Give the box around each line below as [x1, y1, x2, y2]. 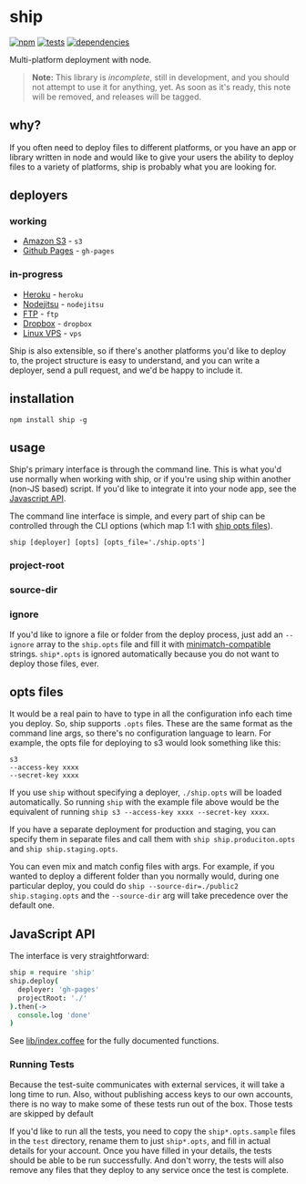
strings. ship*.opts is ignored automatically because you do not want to [9, 648, 280, 659]
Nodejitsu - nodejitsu [22, 298, 105, 309]
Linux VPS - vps [22, 327, 82, 338]
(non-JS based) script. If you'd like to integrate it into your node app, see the [9, 483, 297, 494]
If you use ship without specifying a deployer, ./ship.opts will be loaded [9, 787, 282, 798]
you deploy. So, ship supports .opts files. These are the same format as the [9, 718, 293, 729]
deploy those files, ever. [9, 658, 99, 669]
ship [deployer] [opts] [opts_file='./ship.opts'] [9, 538, 206, 548]
